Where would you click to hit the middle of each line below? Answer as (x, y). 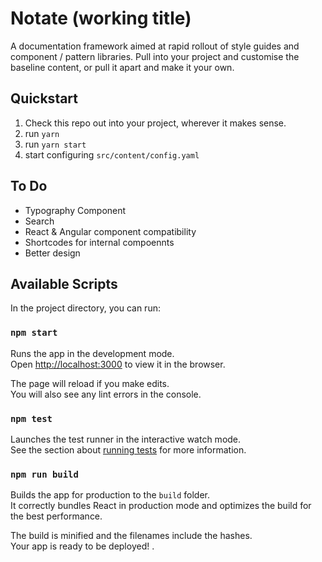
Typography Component (75, 210)
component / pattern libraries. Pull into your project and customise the (155, 56)
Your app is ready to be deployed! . (82, 546)
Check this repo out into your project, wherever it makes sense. (155, 123)
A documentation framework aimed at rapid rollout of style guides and (155, 46)
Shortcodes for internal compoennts (99, 242)
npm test (31, 418)
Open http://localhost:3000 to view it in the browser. (118, 364)
